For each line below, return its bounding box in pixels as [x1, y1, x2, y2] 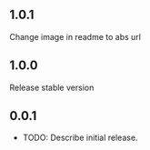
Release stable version [9, 82, 95, 93]
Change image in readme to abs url [9, 31, 141, 42]
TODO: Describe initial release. [22, 132, 138, 144]
